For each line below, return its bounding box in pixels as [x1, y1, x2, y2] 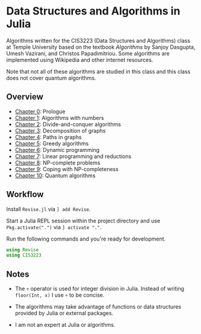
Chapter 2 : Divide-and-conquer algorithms [14, 121, 122, 128]
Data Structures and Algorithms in [6, 4, 181, 18]
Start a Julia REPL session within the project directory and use [6, 217, 161, 224]
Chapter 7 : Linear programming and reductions [14, 153, 132, 160]
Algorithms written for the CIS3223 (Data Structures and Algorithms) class [6, 37, 191, 44]
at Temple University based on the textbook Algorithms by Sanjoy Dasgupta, [6, 43, 196, 51]
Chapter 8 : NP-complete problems [14, 159, 100, 166]
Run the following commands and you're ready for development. [6, 235, 166, 242]
